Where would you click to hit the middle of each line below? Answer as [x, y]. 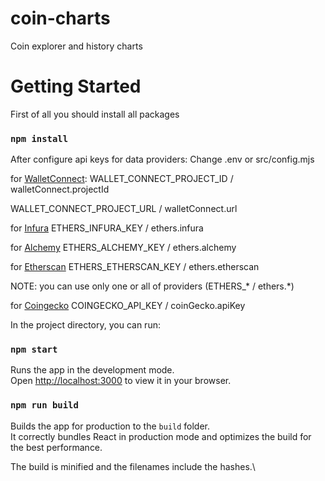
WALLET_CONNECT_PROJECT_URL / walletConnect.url [124, 209]
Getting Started [76, 86]
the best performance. [56, 447]
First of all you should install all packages [95, 114]
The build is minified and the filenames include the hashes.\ [133, 466]
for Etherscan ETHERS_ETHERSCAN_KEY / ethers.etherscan [135, 267]
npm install [39, 138]
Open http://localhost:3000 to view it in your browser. [121, 381]
